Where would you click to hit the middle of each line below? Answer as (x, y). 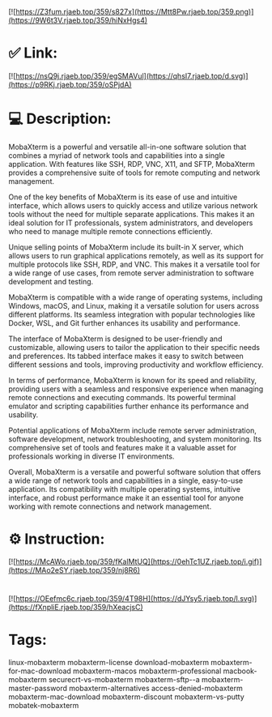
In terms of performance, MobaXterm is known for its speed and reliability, (133, 380)
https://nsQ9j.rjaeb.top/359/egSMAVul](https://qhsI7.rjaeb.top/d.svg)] (132, 75)
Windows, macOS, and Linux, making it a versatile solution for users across (134, 305)
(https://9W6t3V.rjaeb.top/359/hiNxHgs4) (78, 20)
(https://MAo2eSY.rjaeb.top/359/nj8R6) (74, 570)
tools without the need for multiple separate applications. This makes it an (132, 214)
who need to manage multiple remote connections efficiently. (110, 231)
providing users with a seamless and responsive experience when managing (136, 389)
